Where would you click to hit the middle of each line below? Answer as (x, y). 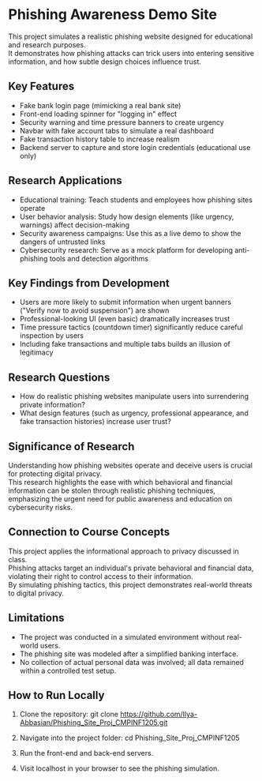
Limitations (36, 618)
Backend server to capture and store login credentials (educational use (135, 147)
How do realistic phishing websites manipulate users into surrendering (134, 396)
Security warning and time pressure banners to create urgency (122, 122)
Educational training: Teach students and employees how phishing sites (136, 200)
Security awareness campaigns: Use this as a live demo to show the (130, 233)
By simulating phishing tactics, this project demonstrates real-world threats (130, 584)
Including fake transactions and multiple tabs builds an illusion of (125, 344)
